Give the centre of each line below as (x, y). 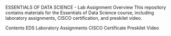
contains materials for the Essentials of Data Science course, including (80, 13)
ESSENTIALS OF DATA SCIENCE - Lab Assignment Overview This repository (86, 7)
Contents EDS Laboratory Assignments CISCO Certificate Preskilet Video (82, 28)
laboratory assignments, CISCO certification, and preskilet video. (74, 18)
